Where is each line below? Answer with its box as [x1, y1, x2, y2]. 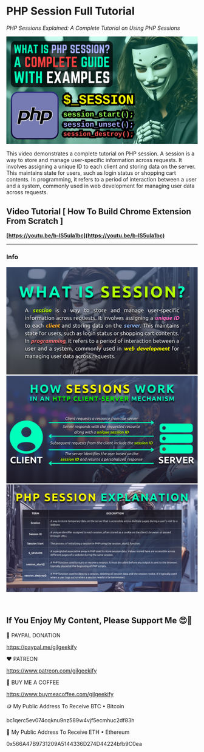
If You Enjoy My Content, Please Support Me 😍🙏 [6, 615, 192, 626]
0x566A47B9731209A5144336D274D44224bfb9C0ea [6, 740, 143, 747]
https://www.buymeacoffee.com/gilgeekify [6, 690, 114, 697]
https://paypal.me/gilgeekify [6, 643, 77, 651]
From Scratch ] [6, 215, 64, 226]
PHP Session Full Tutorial [6, 4, 135, 18]
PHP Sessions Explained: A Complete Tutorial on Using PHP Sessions [6, 24, 180, 32]
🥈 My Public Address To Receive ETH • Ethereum [6, 728, 130, 736]
